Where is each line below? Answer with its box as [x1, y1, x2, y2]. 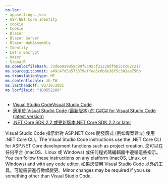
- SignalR [5, 59, 26, 64]
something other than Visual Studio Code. [5, 173, 92, 179]
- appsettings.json [5, 12, 46, 17]
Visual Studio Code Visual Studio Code [12, 101, 92, 107]
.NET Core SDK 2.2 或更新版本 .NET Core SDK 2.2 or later [12, 119, 131, 125]
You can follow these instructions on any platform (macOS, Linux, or [5, 155, 147, 161]
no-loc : [5, 7, 22, 13]
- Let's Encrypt [5, 50, 39, 55]
